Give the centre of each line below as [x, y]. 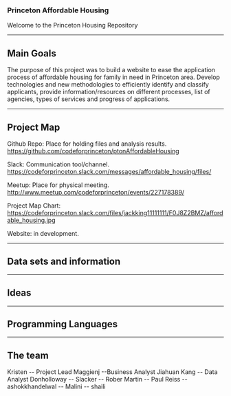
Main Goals [32, 53]
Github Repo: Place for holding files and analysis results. [87, 144]
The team [28, 355]
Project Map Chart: [34, 206]
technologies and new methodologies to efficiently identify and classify [108, 85]
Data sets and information [64, 262]
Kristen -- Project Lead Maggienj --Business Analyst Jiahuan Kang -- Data [112, 372]
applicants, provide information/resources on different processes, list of [109, 92]
